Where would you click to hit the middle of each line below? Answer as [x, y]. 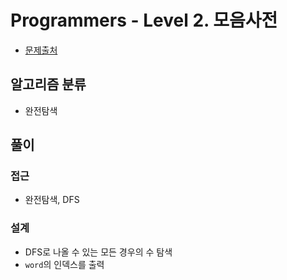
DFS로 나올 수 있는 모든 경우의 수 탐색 [98, 252]
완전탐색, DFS [52, 200]
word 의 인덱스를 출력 [64, 264]
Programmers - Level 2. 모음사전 [144, 20]
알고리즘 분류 [48, 84]
